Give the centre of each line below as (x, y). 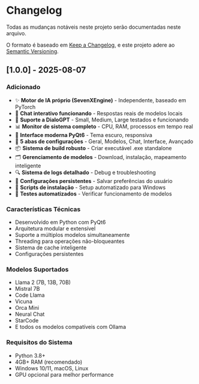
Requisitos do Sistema (40, 343)
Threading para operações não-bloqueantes (70, 241)
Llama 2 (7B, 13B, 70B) (43, 282)
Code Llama (30, 295)
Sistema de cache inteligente (51, 247)
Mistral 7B (27, 289)
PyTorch (25, 107)
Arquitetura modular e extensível (55, 228)
